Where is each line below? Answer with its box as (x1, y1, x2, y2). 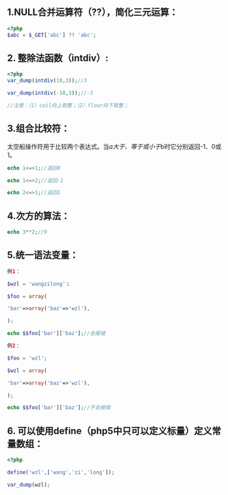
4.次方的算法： (7, 210, 71, 222)
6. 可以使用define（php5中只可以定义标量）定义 (7, 425, 212, 437)
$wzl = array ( (7, 367, 48, 374)
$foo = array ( (7, 292, 48, 300)
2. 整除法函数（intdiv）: (7, 52, 109, 64)
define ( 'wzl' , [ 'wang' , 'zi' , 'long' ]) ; (7, 469, 115, 476)
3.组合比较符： (7, 123, 71, 135)
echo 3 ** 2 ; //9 (7, 229, 48, 235)
